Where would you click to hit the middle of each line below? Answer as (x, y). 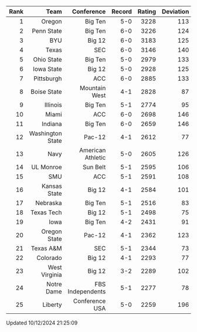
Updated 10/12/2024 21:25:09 (42, 323)
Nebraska (49, 203)
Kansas (52, 186)
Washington (46, 133)
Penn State (47, 31)
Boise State (47, 92)
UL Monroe (47, 167)
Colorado (49, 258)
